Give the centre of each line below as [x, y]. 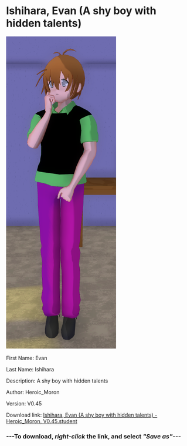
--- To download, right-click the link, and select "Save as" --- [94, 436]
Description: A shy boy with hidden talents [57, 381]
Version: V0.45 [24, 403]
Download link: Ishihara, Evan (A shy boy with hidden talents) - [82, 415]
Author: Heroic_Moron [33, 392]
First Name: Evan [27, 358]
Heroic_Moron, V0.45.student [42, 421]
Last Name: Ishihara [30, 369]
